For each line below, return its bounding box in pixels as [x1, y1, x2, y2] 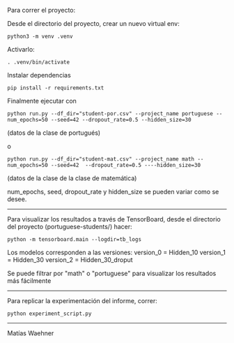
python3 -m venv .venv [7, 33, 73, 40]
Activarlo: [7, 45, 35, 53]
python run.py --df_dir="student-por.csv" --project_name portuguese [7, 110, 214, 117]
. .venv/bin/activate [7, 59, 70, 66]
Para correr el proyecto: [7, 6, 76, 14]
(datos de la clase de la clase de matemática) [7, 174, 137, 182]
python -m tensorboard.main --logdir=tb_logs [7, 236, 141, 243]
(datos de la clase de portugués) [7, 129, 101, 137]
